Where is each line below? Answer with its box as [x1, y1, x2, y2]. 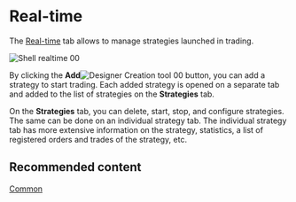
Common [9, 183, 43, 194]
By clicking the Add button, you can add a [9, 69, 266, 81]
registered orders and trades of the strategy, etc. [9, 134, 188, 144]
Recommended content [9, 159, 142, 175]
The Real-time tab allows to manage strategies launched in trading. [9, 35, 254, 46]
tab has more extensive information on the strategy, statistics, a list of [9, 124, 264, 135]
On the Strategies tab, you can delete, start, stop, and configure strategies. [9, 105, 285, 116]
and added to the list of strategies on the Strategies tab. [9, 89, 215, 99]
